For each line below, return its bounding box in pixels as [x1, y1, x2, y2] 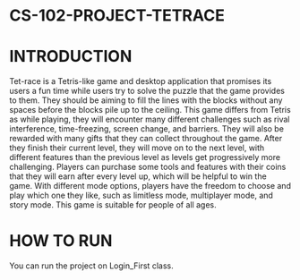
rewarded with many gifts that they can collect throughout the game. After [9, 133, 283, 144]
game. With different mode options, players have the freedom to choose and [9, 181, 291, 191]
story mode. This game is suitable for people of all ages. [9, 199, 217, 210]
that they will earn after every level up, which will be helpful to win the [9, 171, 267, 182]
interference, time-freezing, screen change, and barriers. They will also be [9, 123, 285, 134]
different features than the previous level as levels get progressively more [9, 152, 280, 163]
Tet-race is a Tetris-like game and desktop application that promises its [9, 76, 272, 87]
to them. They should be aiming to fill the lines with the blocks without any [9, 95, 283, 106]
